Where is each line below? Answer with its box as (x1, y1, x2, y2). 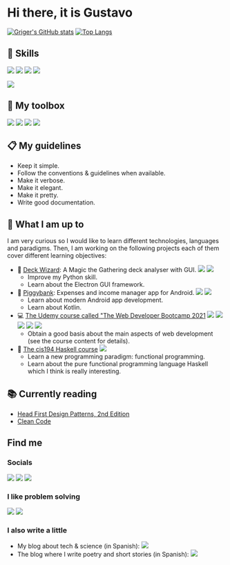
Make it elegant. (17, 184, 64, 192)
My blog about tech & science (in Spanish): (17, 542, 140, 550)
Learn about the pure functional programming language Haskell (27, 360, 209, 368)
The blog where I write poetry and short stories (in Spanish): (17, 550, 189, 559)
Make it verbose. (17, 176, 66, 184)
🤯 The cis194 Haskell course (17, 345, 98, 354)
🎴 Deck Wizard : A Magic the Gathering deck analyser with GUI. (17, 266, 197, 274)
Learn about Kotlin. (27, 303, 82, 312)
